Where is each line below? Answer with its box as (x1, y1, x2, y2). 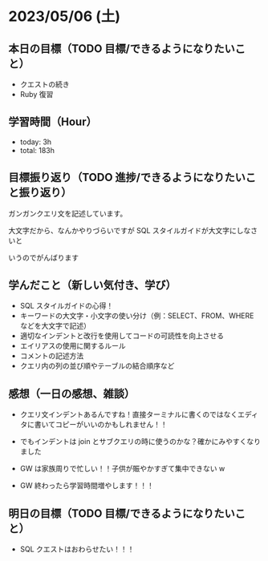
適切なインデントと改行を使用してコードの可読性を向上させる (19, 331, 225, 341)
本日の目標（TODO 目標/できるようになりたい (8, 42, 235, 55)
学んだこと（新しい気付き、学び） (8, 278, 177, 293)
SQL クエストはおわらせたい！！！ (19, 544, 135, 554)
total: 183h (19, 145, 55, 155)
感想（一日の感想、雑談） (8, 386, 135, 401)
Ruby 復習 (19, 90, 54, 99)
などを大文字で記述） (19, 321, 91, 331)
